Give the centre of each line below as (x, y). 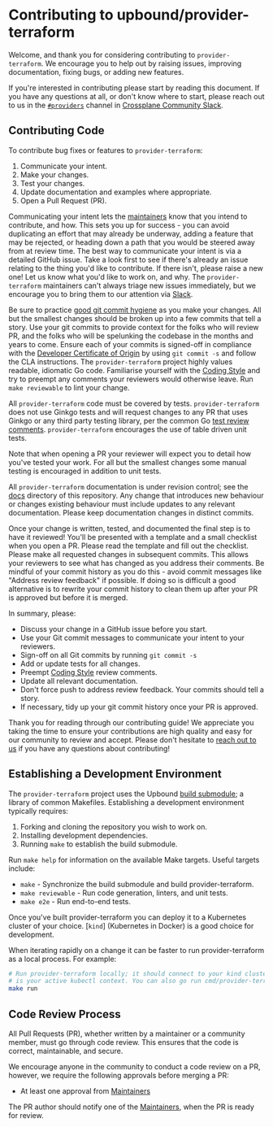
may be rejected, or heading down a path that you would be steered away (132, 242)
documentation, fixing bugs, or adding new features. (96, 72)
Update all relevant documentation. (79, 681)
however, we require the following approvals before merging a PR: (119, 1075)
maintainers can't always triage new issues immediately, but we (150, 285)
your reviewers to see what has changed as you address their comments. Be (136, 563)
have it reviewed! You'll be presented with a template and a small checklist (133, 537)
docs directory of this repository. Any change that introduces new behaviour (136, 495)
